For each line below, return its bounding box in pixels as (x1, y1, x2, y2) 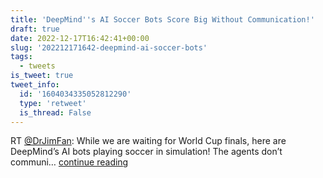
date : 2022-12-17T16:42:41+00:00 (10, 33, 150, 43)
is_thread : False (19, 107, 92, 118)
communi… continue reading (10, 156, 129, 168)
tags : (10, 52, 33, 62)
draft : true (10, 24, 60, 34)
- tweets (19, 61, 56, 71)
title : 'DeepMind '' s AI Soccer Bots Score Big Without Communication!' (10, 14, 315, 25)
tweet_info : (10, 80, 60, 90)
